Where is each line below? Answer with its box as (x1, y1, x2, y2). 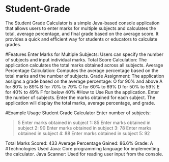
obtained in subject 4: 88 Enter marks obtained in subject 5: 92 (17, 130, 150, 136)
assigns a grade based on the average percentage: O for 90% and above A (5, 78, 163, 84)
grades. (5, 41, 21, 47)
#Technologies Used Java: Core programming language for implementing (5, 145, 159, 151)
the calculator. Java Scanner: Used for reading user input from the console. (5, 151, 163, 157)
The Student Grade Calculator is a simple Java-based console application (5, 20, 160, 26)
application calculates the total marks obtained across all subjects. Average (5, 62, 163, 68)
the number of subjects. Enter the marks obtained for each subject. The (5, 94, 156, 101)
